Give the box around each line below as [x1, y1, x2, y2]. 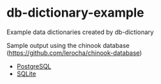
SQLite [16, 69, 36, 78]
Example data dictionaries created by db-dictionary [6, 28, 154, 36]
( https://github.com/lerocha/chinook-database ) [6, 49, 142, 57]
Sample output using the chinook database [6, 41, 130, 49]
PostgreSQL [16, 62, 52, 70]
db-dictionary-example [6, 5, 144, 21]
